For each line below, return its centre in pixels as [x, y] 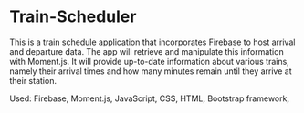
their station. [33, 80]
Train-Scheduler [73, 17]
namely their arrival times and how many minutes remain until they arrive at [151, 71]
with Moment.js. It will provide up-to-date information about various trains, [149, 61]
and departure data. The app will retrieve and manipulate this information [147, 51]
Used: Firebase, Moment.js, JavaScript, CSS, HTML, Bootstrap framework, [150, 98]
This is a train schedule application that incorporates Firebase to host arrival [152, 42]
